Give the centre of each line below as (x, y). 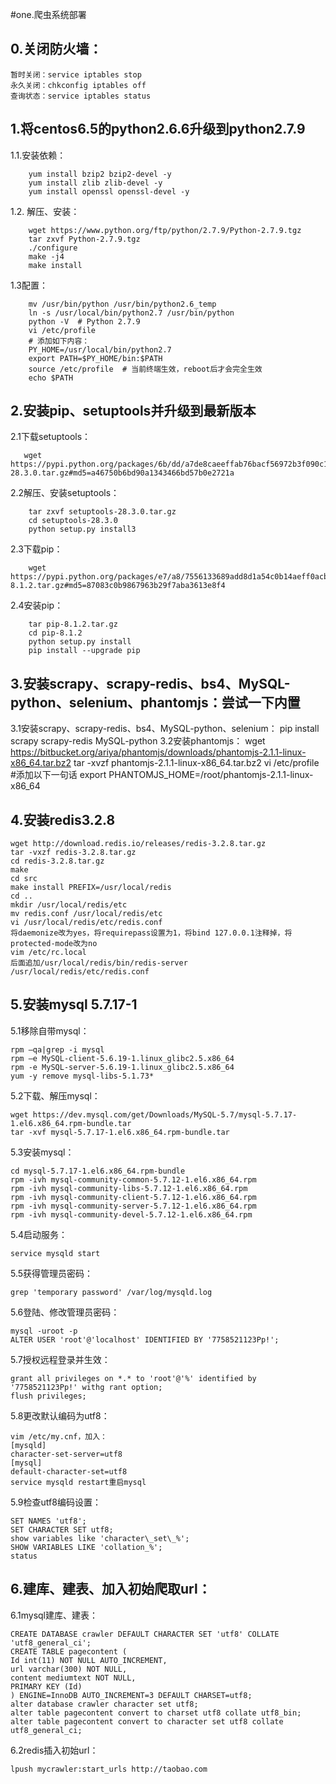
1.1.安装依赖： (38, 155)
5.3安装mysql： (42, 1152)
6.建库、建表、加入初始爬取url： (111, 1589)
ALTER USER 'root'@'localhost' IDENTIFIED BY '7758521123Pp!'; (145, 1339)
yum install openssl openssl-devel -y (109, 191)
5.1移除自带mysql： (50, 1030)
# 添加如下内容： (59, 341)
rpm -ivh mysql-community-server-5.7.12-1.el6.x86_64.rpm (133, 1206)
